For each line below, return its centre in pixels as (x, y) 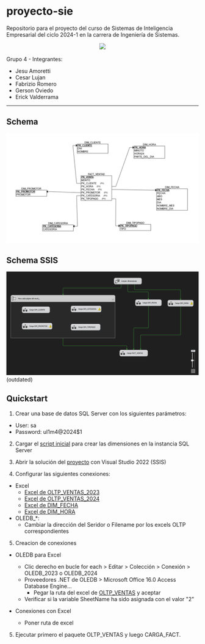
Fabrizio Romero (36, 84)
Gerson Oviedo (34, 90)
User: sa (26, 425)
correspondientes (46, 531)
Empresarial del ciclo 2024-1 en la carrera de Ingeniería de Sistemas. (93, 34)
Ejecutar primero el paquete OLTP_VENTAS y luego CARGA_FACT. (98, 634)
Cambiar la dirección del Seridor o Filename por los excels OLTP (105, 524)
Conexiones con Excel (43, 611)
